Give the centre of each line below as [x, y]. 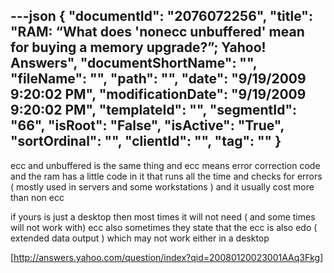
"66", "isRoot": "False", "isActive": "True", [147, 125]
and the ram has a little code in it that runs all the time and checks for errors [166, 176]
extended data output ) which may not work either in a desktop [140, 238]
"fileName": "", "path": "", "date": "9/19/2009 [158, 79]
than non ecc [37, 197]
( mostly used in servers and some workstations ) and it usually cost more [162, 186]
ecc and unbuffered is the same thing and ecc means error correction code [165, 165]
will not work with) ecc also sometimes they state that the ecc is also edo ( [164, 227]
